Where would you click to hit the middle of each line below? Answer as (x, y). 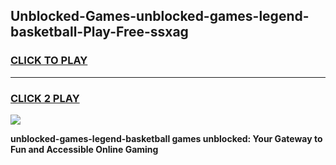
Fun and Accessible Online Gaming (84, 149)
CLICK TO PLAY (49, 61)
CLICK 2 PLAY (45, 98)
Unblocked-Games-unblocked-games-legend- (160, 16)
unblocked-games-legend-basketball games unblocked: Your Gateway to (166, 138)
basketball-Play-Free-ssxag (99, 32)
